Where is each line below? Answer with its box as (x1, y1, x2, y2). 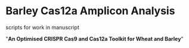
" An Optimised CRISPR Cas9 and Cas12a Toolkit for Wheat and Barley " (5, 35, 184, 42)
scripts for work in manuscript (5, 24, 80, 31)
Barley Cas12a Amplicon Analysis (5, 4, 175, 18)
